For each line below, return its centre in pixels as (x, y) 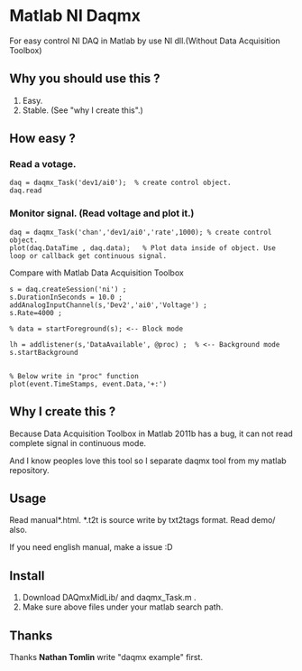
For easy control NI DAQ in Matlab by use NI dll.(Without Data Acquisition (145, 41)
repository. (29, 470)
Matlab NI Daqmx (75, 16)
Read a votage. (43, 164)
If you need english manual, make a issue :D (91, 547)
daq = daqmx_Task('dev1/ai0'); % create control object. (120, 183)
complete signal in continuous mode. (78, 443)
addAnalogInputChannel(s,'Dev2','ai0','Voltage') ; (108, 305)
